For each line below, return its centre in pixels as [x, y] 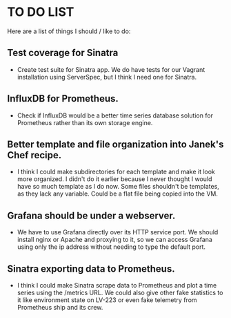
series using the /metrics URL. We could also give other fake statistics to [120, 292]
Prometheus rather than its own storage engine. [85, 122]
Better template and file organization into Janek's [115, 144]
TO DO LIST [41, 12]
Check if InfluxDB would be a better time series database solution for [115, 115]
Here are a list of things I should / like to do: [69, 31]
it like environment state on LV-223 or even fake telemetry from [107, 300]
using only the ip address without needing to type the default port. [111, 247]
